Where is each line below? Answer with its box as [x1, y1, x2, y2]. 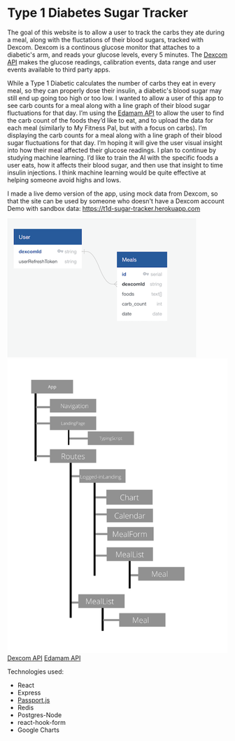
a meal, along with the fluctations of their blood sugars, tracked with [7, 35, 204, 43]
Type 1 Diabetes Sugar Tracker [7, 5, 189, 21]
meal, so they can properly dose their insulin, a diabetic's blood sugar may [7, 86, 222, 95]
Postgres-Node [17, 710, 62, 719]
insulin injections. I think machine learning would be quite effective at [7, 168, 206, 177]
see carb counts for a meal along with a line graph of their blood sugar [7, 101, 211, 109]
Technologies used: [7, 667, 64, 676]
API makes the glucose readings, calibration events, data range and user [7, 57, 217, 66]
